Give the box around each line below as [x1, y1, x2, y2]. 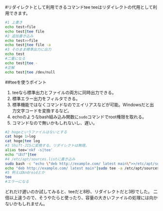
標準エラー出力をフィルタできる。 [12, 95, 81, 101]
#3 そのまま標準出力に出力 [5, 47, 52, 52]
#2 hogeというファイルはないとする [5, 129, 67, 135]
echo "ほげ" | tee [5, 152, 36, 157]
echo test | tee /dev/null [5, 70, 55, 74]
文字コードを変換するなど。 [16, 107, 72, 113]
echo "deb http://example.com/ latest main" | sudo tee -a [5, 166, 123, 171]
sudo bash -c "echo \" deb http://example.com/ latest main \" [5, 161, 131, 166]
